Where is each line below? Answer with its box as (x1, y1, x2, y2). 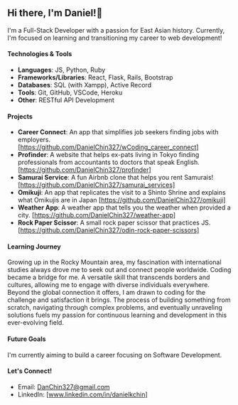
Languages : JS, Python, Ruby (17, 65, 106, 75)
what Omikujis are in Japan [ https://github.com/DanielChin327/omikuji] (17, 196, 226, 205)
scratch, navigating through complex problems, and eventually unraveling (7, 303, 222, 312)
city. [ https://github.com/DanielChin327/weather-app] (17, 211, 176, 220)
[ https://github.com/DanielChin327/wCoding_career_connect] (17, 143, 199, 151)
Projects (7, 112, 33, 121)
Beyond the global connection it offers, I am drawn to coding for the (7, 288, 206, 297)
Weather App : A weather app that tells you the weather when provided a (17, 203, 231, 212)
